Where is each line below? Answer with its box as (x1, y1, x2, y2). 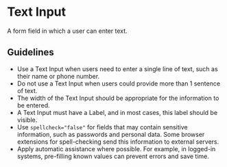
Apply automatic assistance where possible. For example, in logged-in (16, 144, 216, 153)
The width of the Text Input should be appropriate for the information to (16, 94, 219, 102)
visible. (16, 116, 38, 124)
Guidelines (7, 47, 54, 58)
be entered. (16, 101, 50, 110)
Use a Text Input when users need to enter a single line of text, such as (16, 64, 218, 73)
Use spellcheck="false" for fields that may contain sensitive (16, 123, 188, 131)
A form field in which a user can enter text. (7, 27, 128, 35)
